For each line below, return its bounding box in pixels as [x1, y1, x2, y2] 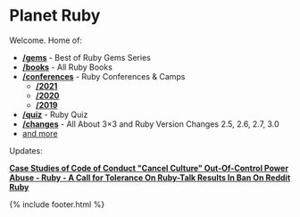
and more [21, 128, 58, 138]
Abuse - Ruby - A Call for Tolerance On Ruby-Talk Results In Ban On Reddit [9, 171, 291, 183]
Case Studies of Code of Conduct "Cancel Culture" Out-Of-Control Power [9, 163, 288, 173]
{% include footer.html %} [9, 198, 105, 210]
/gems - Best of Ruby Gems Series [21, 52, 152, 63]
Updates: [9, 145, 43, 156]
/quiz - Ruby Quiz [21, 109, 88, 120]
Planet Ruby [9, 5, 101, 26]
